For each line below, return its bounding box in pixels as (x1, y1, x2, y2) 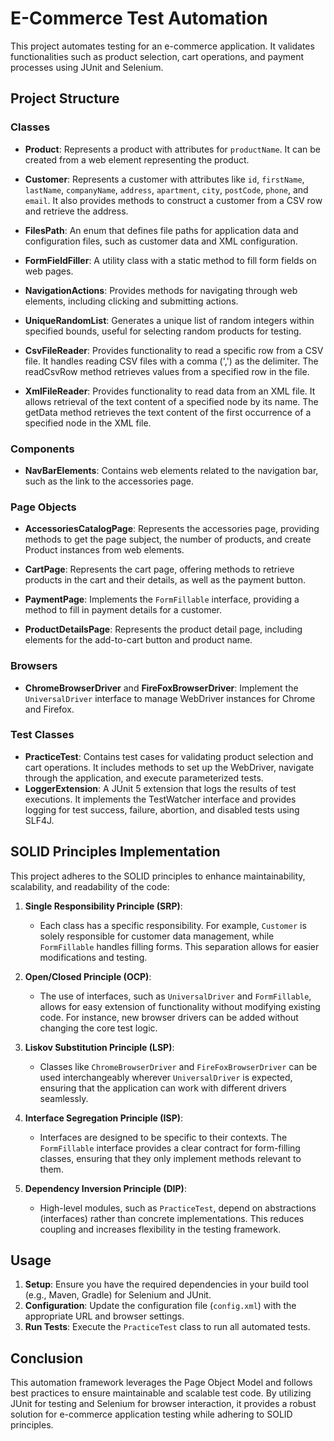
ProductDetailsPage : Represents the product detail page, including (24, 623, 303, 636)
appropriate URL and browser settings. (24, 1310, 185, 1322)
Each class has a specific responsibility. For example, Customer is (39, 919, 307, 931)
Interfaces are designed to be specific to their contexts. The (39, 1131, 288, 1143)
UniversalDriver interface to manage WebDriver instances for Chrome (24, 692, 316, 704)
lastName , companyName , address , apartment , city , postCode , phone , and (24, 183, 309, 196)
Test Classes (10, 728, 75, 742)
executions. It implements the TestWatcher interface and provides (24, 793, 297, 805)
